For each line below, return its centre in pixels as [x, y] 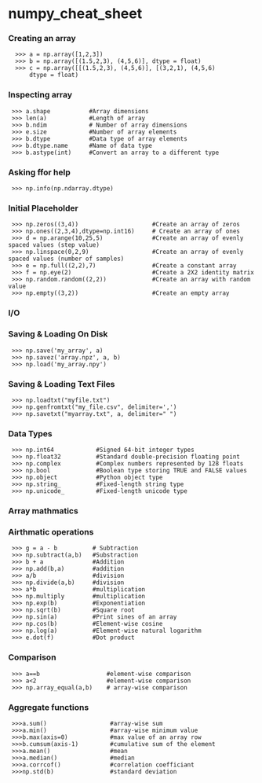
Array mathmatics [43, 511]
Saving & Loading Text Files [62, 384]
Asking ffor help [39, 172]
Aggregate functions [49, 707]
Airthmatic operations [51, 532]
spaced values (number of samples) [66, 259]
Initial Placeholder [43, 208]
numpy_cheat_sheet [75, 14]
